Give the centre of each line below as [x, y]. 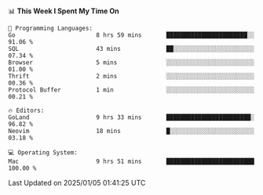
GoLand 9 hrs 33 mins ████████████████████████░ [131, 117]
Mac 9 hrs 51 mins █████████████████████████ [131, 161]
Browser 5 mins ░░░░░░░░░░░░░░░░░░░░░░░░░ [131, 63]
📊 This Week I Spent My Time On [64, 11]
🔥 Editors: [26, 110]
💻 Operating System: [43, 153]
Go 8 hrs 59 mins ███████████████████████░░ [131, 35]
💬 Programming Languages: [50, 28]
